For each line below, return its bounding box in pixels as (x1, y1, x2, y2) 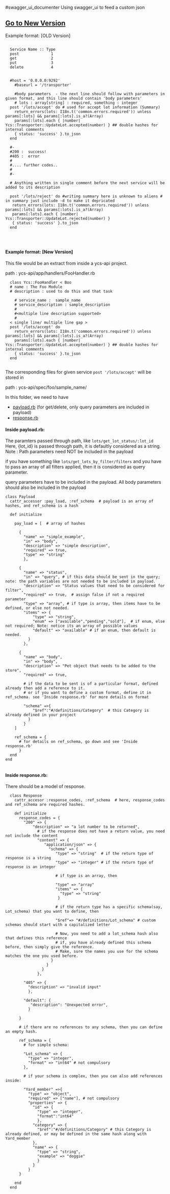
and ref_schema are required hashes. (5, 802, 86, 807)
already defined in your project (5, 712, 76, 718)
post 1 (10, 51, 53, 56)
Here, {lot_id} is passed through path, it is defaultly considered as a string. (5, 443, 161, 449)
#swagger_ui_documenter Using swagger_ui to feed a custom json (5, 5, 145, 10)
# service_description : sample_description (14, 302, 110, 307)
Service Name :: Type (10, 47, 56, 52)
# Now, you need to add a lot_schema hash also (55, 931, 158, 937)
